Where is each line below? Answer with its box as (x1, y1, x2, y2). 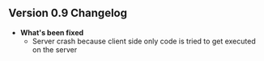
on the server (32, 44, 78, 55)
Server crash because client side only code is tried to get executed (32, 36, 257, 46)
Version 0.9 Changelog (8, 6, 128, 20)
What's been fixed (19, 27, 84, 37)
